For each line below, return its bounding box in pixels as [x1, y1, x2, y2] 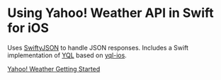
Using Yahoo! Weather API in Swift [7, 5, 214, 21]
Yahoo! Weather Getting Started [7, 64, 101, 73]
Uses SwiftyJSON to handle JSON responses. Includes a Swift [7, 43, 189, 52]
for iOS [7, 20, 50, 36]
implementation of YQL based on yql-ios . [7, 51, 127, 59]
